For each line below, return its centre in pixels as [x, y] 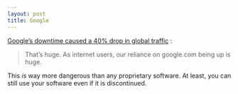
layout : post [27, 14]
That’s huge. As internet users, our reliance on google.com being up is [128, 54]
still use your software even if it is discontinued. [77, 83]
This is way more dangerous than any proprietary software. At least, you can [119, 76]
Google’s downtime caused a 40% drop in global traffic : [90, 40]
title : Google [28, 20]
